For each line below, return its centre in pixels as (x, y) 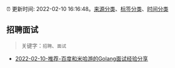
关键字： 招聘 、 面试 (44, 46)
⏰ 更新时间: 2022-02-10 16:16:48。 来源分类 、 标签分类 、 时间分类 (87, 9)
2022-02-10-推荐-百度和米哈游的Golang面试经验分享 (81, 58)
